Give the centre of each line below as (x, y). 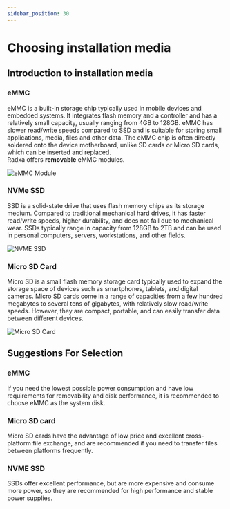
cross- (195, 436)
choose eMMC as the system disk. (56, 402)
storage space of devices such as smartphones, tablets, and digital (103, 289)
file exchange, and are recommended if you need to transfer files (125, 443)
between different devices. (46, 318)
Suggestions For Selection (65, 353)
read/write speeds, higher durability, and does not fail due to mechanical (111, 220)
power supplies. (30, 498)
